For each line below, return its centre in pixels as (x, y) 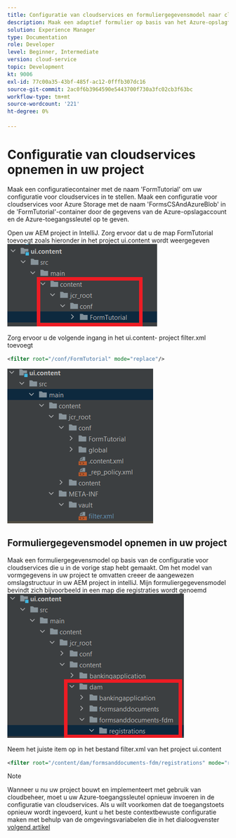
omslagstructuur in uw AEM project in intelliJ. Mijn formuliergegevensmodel (117, 582)
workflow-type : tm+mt (39, 97)
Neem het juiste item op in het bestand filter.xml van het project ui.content (114, 749)
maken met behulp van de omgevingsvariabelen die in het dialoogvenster (113, 820)
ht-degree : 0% (28, 112)
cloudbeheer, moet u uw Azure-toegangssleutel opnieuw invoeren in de (111, 797)
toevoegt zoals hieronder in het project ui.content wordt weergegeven (109, 240)
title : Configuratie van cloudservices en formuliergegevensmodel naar (114, 15)
